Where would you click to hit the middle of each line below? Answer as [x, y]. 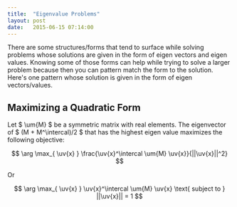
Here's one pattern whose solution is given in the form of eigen [100, 78]
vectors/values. [30, 85]
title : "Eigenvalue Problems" [54, 14]
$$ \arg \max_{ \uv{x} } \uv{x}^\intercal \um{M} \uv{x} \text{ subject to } [120, 189]
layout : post [27, 21]
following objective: [36, 140]
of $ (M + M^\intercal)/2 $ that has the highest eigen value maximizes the [115, 132]
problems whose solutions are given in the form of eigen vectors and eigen [117, 55]
